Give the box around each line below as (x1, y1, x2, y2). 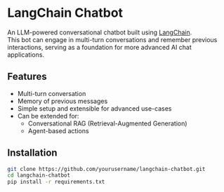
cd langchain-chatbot (7, 172, 71, 179)
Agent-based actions (27, 126, 89, 135)
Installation (7, 147, 58, 159)
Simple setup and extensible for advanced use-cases (17, 104, 172, 113)
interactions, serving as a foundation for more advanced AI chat (7, 43, 192, 51)
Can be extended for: (17, 111, 79, 120)
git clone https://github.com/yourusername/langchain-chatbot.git (7, 165, 206, 172)
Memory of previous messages (17, 97, 108, 105)
